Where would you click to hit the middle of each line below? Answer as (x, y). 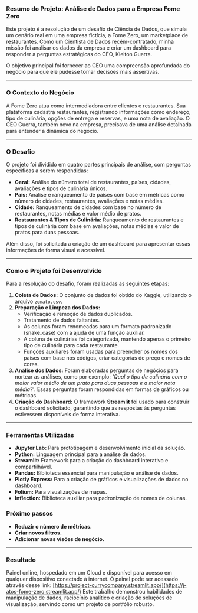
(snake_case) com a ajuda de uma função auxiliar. (84, 333)
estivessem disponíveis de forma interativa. (67, 415)
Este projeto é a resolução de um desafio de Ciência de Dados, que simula (96, 29)
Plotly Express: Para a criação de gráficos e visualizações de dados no (101, 480)
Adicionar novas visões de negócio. (59, 539)
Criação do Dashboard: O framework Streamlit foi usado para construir (102, 402)
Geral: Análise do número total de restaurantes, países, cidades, (93, 182)
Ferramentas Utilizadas (40, 435)
